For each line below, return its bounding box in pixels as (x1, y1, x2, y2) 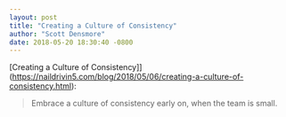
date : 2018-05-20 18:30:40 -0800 (9, 37, 134, 47)
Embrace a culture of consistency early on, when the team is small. (30, 98, 278, 109)
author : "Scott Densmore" (9, 29, 105, 38)
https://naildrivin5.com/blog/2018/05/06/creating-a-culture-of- (12, 72, 244, 82)
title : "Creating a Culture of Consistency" (9, 21, 177, 30)
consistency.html (9, 81, 72, 91)
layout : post (9, 12, 58, 22)
